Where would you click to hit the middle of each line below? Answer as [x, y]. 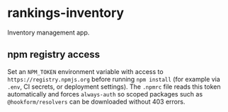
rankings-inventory [66, 13]
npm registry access [54, 55]
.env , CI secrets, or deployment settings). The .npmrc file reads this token [114, 87]
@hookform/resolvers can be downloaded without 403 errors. [96, 101]
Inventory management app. [49, 32]
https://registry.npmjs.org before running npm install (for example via [114, 79]
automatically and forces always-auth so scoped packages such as [105, 94]
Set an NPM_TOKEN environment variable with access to [86, 71]
